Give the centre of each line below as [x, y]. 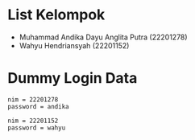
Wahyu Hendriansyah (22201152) [74, 45]
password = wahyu [37, 128]
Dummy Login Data [73, 78]
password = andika [38, 106]
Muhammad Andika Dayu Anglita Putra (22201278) [103, 37]
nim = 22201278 [33, 99]
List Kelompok [56, 15]
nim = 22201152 [33, 121]
